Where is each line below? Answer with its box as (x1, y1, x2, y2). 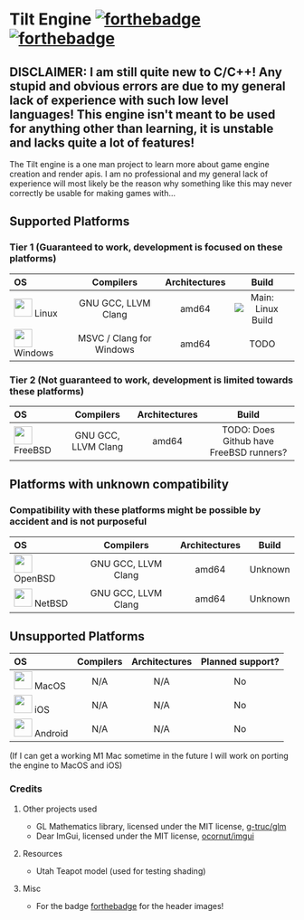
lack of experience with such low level (9, 92, 229, 108)
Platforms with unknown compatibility (9, 477, 229, 492)
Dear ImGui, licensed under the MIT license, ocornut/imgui (35, 830, 255, 841)
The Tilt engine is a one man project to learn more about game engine (9, 159, 270, 169)
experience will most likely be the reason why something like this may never (9, 178, 292, 189)
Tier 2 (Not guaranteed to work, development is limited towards (9, 374, 294, 386)
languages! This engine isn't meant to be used (9, 107, 276, 122)
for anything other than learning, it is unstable (9, 120, 274, 136)
